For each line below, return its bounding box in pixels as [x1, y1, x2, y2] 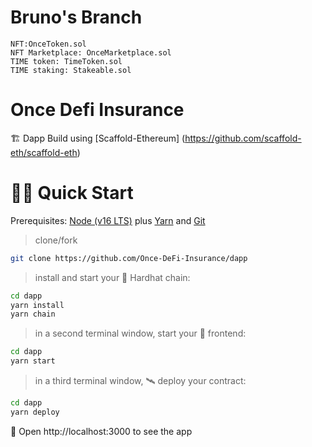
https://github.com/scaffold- [184, 132, 302, 144]
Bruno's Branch [10, 6, 143, 29]
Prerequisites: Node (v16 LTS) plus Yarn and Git [10, 214, 206, 226]
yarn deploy [10, 407, 60, 417]
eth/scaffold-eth [10, 146, 78, 158]
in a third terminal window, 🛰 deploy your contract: [34, 375, 247, 387]
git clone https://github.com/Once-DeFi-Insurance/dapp [10, 253, 248, 263]
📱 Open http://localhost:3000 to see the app [10, 425, 193, 437]
